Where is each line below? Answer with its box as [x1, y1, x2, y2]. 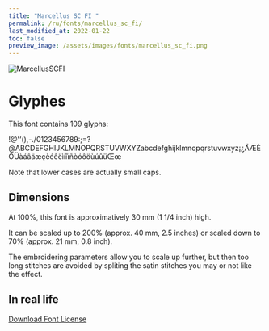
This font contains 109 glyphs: [8, 119, 109, 129]
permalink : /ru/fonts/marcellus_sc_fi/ [8, 19, 143, 27]
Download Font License [8, 314, 87, 324]
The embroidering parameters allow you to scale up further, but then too [8, 252, 249, 262]
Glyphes [8, 92, 66, 111]
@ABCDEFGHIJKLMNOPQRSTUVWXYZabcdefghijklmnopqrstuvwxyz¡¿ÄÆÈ [8, 143, 261, 153]
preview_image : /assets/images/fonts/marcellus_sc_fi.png [8, 42, 208, 50]
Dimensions [8, 191, 70, 204]
